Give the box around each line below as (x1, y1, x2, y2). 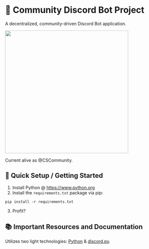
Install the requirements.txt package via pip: (12, 190, 103, 195)
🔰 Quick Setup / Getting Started (5, 171, 103, 180)
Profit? (12, 208, 26, 214)
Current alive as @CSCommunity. (5, 157, 73, 163)
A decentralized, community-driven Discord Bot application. (5, 21, 126, 27)
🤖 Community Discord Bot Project (5, 4, 145, 16)
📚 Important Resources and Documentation (5, 223, 143, 231)
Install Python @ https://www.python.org (12, 184, 95, 191)
